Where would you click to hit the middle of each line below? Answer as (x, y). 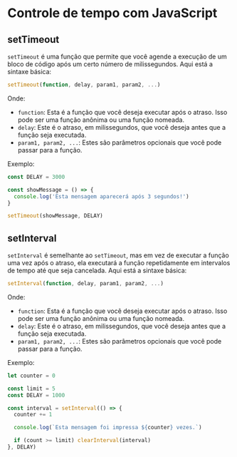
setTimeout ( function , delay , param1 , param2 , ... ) (84, 85)
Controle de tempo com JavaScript (112, 13)
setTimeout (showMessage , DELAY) (55, 216)
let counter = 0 (31, 376)
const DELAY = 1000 (36, 395)
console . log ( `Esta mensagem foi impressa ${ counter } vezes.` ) (108, 428)
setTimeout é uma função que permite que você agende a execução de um (117, 56)
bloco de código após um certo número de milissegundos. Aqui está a (110, 64)
